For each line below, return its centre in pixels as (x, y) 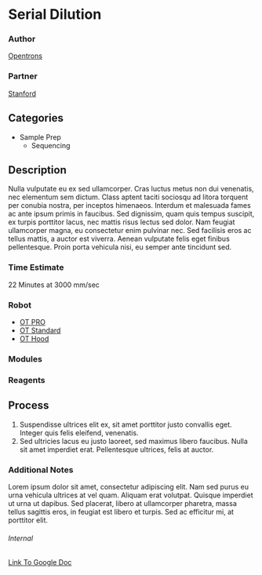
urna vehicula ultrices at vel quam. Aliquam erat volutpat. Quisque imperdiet (131, 495)
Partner (23, 76)
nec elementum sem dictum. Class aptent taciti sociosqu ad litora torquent (128, 197)
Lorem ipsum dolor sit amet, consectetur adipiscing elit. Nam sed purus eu (129, 486)
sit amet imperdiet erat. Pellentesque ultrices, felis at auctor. (116, 449)
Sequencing (51, 145)
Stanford (22, 93)
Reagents (27, 380)
